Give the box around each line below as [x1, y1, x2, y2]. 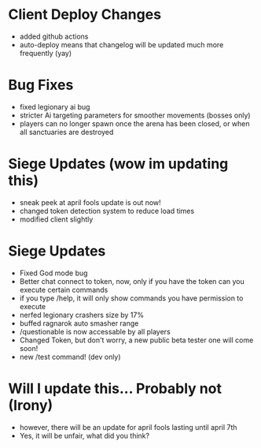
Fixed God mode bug [19, 268, 88, 278]
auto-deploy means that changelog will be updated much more [19, 39, 224, 49]
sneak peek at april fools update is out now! [19, 197, 161, 207]
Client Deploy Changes [8, 6, 162, 24]
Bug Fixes [8, 77, 74, 94]
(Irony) [8, 396, 53, 414]
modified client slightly [19, 215, 94, 224]
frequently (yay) [19, 48, 72, 58]
